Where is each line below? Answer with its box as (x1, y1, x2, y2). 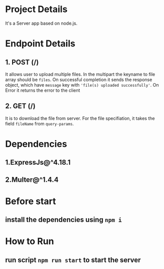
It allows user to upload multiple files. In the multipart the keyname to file (5, 71, 155, 77)
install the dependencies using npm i (5, 216, 122, 224)
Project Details (5, 4, 68, 15)
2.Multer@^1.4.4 (5, 175, 59, 184)
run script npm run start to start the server (5, 255, 141, 264)
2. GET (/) (5, 102, 36, 110)
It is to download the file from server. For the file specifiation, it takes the (5, 115, 155, 121)
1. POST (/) (5, 58, 39, 66)
